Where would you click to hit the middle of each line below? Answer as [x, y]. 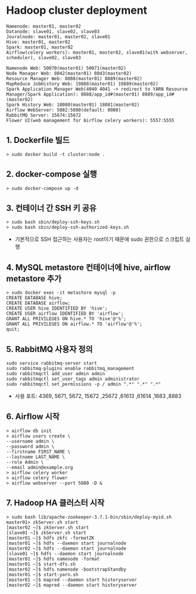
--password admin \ [30, 446]
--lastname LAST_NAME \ [36, 457]
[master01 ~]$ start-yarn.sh [42, 574]
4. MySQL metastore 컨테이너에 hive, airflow [88, 267]
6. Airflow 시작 [33, 417]
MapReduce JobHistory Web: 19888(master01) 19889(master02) [83, 84]
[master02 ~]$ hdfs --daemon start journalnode [66, 548]
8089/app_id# [158, 94]
